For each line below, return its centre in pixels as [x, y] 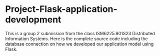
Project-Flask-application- [61, 9]
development [33, 20]
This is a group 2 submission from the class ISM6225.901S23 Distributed [80, 33]
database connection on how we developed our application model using [79, 44]
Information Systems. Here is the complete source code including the [76, 39]
